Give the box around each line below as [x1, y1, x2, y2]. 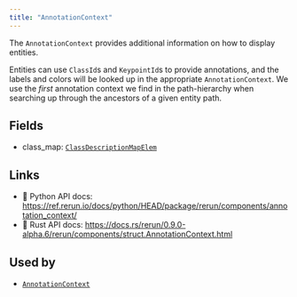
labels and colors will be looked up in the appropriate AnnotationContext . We [9, 73, 289, 84]
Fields [9, 118, 44, 133]
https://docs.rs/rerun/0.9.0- [84, 220, 186, 230]
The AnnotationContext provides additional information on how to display [9, 37, 276, 48]
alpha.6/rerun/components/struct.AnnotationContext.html [21, 229, 233, 240]
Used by [9, 254, 56, 269]
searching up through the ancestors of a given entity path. [9, 92, 223, 103]
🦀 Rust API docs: [21, 220, 83, 230]
